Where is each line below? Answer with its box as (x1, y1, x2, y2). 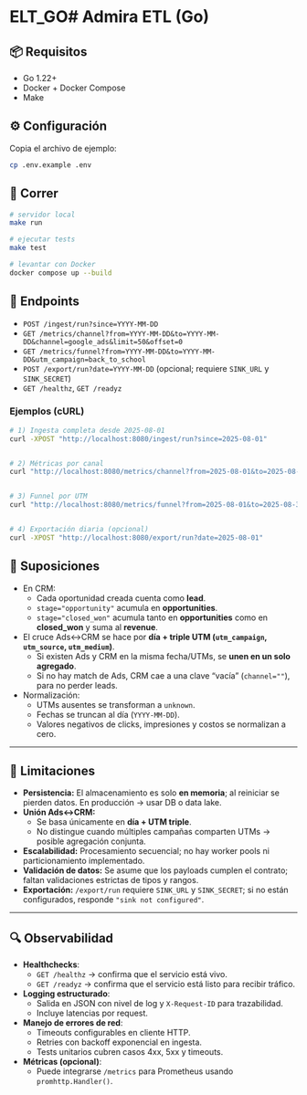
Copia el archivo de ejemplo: (9, 142, 117, 153)
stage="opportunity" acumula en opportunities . (36, 602, 218, 613)
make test (9, 244, 48, 253)
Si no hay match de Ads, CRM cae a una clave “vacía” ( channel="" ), (36, 669, 291, 681)
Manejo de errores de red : (22, 1017, 123, 1028)
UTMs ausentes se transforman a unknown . (36, 699, 196, 710)
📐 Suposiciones (9, 559, 101, 574)
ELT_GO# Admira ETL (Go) (9, 6, 210, 27)
